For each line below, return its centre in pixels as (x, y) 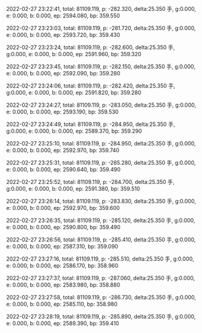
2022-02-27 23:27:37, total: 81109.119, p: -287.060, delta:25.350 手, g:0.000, (101, 278)
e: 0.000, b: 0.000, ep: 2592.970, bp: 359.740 (63, 150)
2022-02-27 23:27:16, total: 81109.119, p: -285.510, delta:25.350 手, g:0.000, (100, 259)
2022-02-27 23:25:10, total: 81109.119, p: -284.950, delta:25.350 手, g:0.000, (101, 143)
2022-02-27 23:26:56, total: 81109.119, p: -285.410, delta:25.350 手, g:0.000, (101, 239)
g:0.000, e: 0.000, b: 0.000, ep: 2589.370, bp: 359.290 (74, 131)
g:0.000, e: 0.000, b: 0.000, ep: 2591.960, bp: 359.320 (74, 54)
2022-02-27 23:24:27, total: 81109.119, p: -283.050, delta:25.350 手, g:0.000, (101, 105)
